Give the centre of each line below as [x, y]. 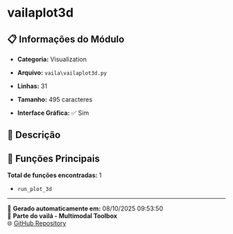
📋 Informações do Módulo [66, 39]
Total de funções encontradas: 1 [54, 175]
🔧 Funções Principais [54, 158]
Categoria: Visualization [52, 59]
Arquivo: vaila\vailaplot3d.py [62, 73]
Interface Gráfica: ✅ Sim [53, 113]
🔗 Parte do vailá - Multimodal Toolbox [62, 216]
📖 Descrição [34, 135]
